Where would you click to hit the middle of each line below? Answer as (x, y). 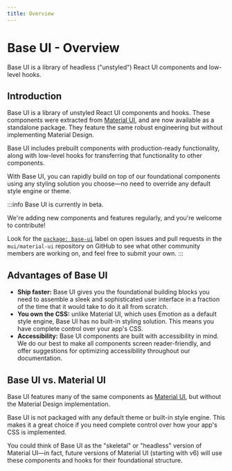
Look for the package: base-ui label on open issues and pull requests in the (115, 239)
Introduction (35, 96)
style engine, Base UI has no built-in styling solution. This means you (116, 321)
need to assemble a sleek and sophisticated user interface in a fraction (118, 299)
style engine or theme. (39, 191)
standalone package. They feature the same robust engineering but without (115, 127)
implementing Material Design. (51, 135)
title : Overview (30, 14)
